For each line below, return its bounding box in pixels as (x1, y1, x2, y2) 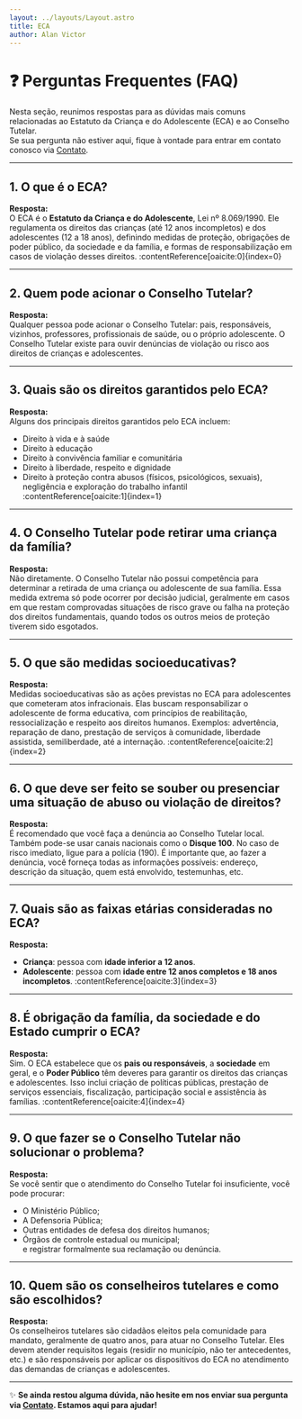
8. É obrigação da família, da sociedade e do (9, 1010, 261, 1025)
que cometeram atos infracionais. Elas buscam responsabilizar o (9, 698, 249, 709)
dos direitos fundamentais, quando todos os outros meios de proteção (9, 611, 271, 622)
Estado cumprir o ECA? (9, 1024, 141, 1040)
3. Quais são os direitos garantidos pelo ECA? (9, 382, 269, 397)
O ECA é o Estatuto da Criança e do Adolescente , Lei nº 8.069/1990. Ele (9, 213, 280, 223)
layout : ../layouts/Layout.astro (9, 13, 135, 23)
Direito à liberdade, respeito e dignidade (22, 461, 172, 473)
